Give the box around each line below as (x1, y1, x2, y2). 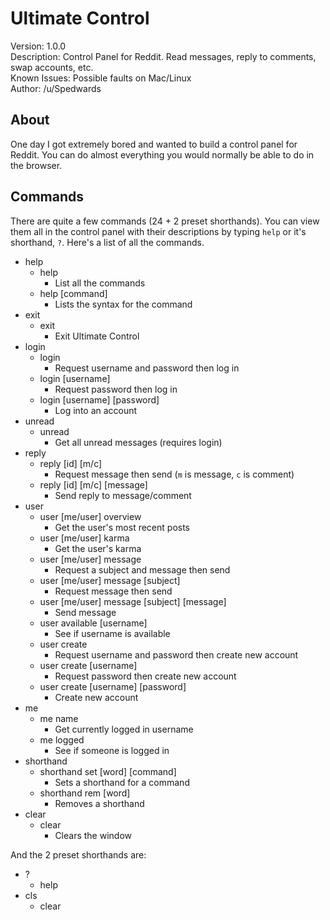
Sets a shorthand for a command (54, 776, 190, 788)
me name (39, 712, 79, 724)
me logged (39, 733, 85, 746)
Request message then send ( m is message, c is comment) (54, 468, 295, 480)
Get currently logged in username (54, 723, 194, 735)
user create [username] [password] (39, 680, 187, 692)
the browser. (10, 159, 63, 171)
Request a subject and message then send (54, 563, 231, 576)
